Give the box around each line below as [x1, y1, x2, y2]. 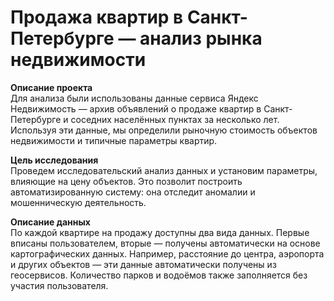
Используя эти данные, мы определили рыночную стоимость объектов [10, 124, 318, 136]
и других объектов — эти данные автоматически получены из [10, 258, 277, 270]
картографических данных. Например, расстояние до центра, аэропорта [10, 247, 325, 260]
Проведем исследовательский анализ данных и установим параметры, [10, 164, 318, 176]
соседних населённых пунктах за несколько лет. [70, 113, 280, 125]
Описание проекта [10, 81, 93, 93]
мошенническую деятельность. [10, 196, 147, 208]
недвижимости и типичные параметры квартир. [10, 134, 218, 146]
